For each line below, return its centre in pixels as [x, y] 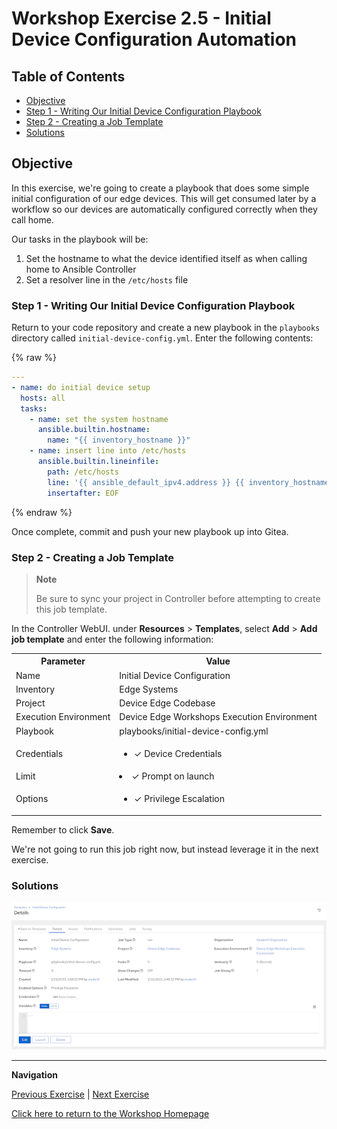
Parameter [63, 661]
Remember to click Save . [63, 829]
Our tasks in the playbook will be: [80, 239]
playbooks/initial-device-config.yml [194, 731]
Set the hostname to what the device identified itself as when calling [166, 258]
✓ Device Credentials [178, 753]
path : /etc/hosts [83, 472]
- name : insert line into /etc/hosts [108, 451]
